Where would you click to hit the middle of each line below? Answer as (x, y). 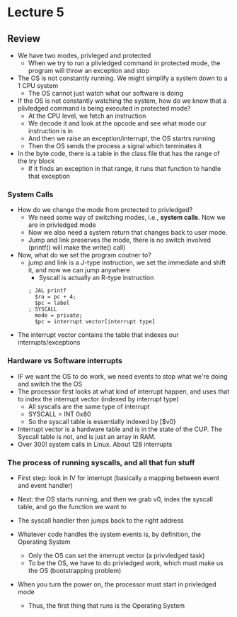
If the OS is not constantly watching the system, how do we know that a (122, 101)
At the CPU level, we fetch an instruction (87, 116)
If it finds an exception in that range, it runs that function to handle (125, 168)
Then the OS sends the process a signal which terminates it (115, 146)
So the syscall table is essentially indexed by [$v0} (102, 421)
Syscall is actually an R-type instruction (96, 278)
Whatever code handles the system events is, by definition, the (109, 534)
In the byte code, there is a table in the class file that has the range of (118, 154)
